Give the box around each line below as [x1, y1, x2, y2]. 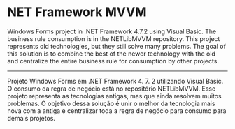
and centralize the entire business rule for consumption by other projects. [7, 56, 219, 65]
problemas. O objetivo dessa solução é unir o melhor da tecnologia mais [7, 99, 215, 107]
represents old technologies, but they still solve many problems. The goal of [7, 42, 226, 50]
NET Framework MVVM [7, 4, 147, 20]
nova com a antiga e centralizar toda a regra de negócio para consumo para [7, 106, 227, 115]
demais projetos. [7, 114, 56, 122]
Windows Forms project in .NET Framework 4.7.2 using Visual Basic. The [7, 27, 217, 36]
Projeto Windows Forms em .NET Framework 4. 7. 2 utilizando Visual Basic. [7, 77, 224, 85]
